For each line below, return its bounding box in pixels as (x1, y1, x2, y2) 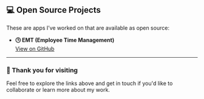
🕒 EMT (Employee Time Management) (15, 36, 115, 44)
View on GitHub (15, 45, 55, 52)
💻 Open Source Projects (6, 5, 101, 15)
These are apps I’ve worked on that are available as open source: (6, 24, 170, 32)
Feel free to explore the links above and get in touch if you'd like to (6, 80, 173, 87)
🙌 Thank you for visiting (6, 66, 78, 74)
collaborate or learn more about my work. (6, 86, 110, 94)
